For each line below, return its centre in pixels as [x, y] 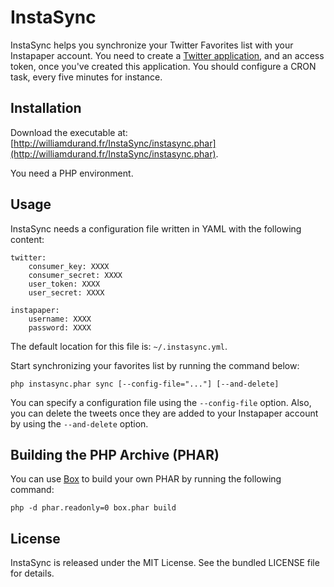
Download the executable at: [69, 132]
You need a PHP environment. [72, 173]
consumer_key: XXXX [69, 266]
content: [27, 239]
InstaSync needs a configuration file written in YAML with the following [156, 228]
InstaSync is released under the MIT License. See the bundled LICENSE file [165, 563]
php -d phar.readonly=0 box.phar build [93, 508]
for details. [32, 573]
